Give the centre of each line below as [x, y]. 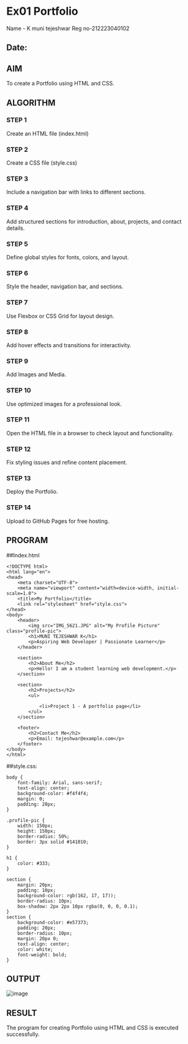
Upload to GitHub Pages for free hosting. [58, 521]
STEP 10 [19, 390]
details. [16, 228]
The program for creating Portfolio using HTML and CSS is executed [92, 1028]
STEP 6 [17, 273]
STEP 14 [19, 508]
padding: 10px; [37, 890]
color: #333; [34, 863]
